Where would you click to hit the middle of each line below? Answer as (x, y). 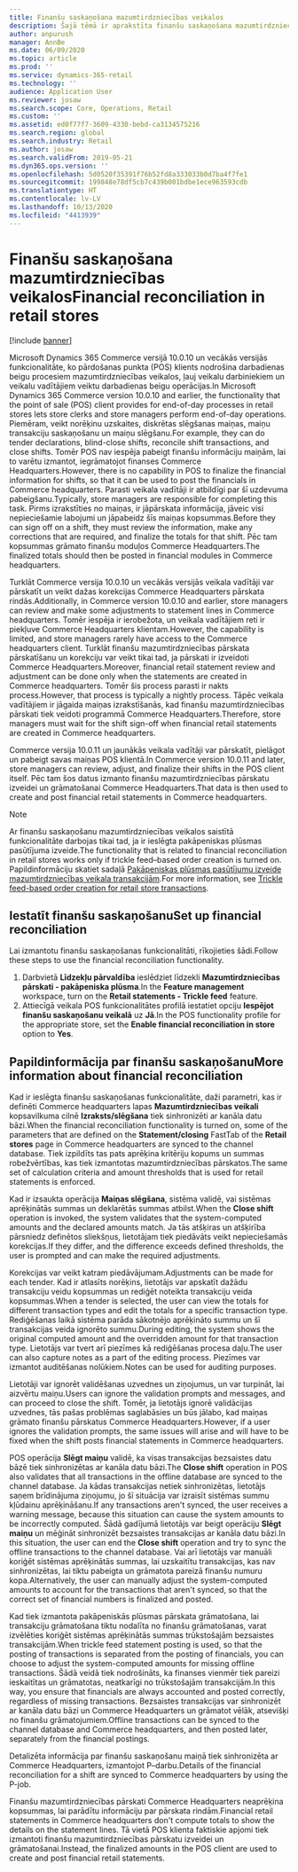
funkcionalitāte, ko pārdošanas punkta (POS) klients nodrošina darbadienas (147, 367)
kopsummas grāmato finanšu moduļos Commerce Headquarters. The (134, 545)
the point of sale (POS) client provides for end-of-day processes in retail (141, 404)
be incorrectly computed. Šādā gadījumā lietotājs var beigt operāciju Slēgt (145, 1524)
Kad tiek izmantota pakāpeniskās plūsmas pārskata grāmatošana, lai (134, 1617)
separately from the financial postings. (80, 1739)
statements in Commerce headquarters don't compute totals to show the (142, 1821)
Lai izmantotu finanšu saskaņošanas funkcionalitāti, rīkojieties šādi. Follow (144, 951)
